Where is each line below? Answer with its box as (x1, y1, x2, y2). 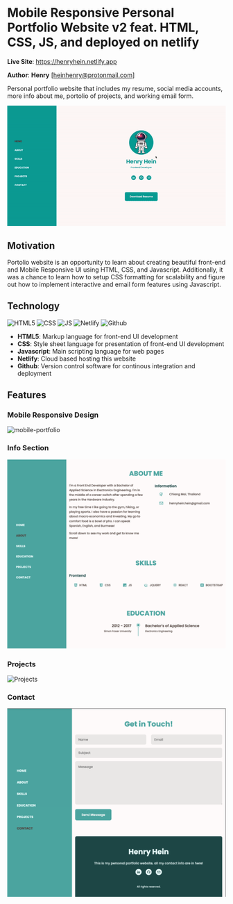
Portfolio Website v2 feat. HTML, (7, 19, 199, 35)
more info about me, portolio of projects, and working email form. (7, 92, 194, 100)
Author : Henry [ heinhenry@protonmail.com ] (7, 71, 135, 79)
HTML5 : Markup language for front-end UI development (17, 332, 178, 340)
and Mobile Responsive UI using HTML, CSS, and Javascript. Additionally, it (7, 265, 223, 274)
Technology (7, 300, 60, 312)
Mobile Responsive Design (7, 410, 99, 420)
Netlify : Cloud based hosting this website (17, 354, 137, 363)
